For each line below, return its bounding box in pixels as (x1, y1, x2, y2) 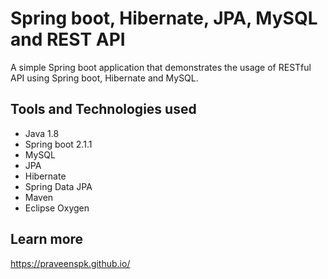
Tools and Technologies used (10, 101, 197, 118)
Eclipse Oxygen (24, 202, 90, 214)
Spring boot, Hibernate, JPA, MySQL (10, 7, 318, 30)
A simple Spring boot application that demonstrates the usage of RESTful (10, 61, 312, 73)
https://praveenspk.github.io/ (10, 257, 131, 269)
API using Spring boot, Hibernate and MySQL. (10, 72, 199, 84)
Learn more (10, 231, 84, 248)
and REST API (10, 28, 126, 51)
